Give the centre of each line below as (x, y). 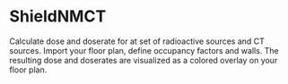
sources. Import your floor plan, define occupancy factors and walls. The (144, 50)
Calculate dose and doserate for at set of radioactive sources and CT (137, 41)
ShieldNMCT (58, 17)
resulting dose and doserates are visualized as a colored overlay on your (144, 60)
